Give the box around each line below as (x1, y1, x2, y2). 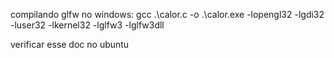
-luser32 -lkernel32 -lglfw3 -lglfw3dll (10, 19, 165, 31)
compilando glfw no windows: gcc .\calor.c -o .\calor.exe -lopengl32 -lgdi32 (10, 9, 325, 20)
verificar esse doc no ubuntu (10, 39, 130, 50)
